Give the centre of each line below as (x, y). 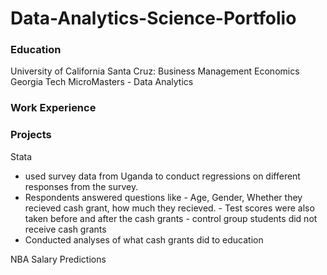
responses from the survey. (81, 186)
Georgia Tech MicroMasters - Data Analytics (102, 82)
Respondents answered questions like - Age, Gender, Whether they (163, 197)
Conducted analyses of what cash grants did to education (144, 239)
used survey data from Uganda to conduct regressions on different (162, 176)
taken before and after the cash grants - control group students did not (171, 218)
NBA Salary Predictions (58, 259)
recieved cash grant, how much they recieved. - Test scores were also (169, 208)
